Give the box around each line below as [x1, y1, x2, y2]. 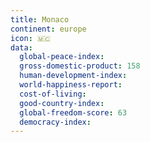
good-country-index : [19, 98, 105, 108]
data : [10, 42, 33, 53]
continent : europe [10, 24, 87, 34]
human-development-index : [19, 71, 128, 81]
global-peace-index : [19, 52, 105, 62]
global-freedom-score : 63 [19, 107, 128, 118]
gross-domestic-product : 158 [19, 61, 141, 71]
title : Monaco [10, 14, 70, 25]
